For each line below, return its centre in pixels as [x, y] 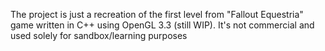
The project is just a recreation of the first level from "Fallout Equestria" [157, 14]
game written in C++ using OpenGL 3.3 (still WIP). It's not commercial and [162, 25]
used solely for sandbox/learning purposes [99, 35]
